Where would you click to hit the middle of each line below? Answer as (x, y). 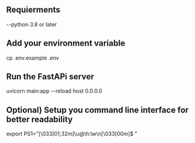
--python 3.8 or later (32, 24)
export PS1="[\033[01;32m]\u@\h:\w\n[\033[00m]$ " (72, 134)
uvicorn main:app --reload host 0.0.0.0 (54, 91)
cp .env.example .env (32, 58)
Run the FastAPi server (50, 77)
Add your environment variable (66, 44)
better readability (40, 119)
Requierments (33, 10)
